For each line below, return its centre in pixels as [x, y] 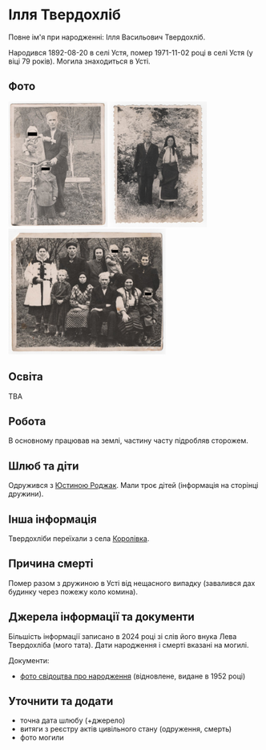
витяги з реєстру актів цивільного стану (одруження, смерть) [126, 729]
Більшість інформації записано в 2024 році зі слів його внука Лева [123, 636]
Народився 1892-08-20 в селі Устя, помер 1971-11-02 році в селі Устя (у [131, 52]
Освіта [26, 377]
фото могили [42, 738]
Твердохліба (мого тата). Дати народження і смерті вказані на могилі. [129, 645]
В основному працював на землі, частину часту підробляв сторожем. [128, 441]
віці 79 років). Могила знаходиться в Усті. [79, 61]
